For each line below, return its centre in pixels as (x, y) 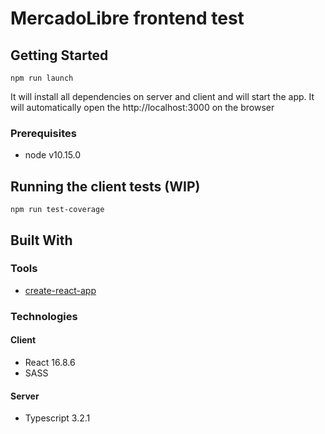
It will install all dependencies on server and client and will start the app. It (162, 96)
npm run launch (42, 78)
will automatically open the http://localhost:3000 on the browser (142, 107)
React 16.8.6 (50, 362)
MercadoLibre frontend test (127, 18)
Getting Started (59, 55)
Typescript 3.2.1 (57, 418)
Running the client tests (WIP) (105, 186)
